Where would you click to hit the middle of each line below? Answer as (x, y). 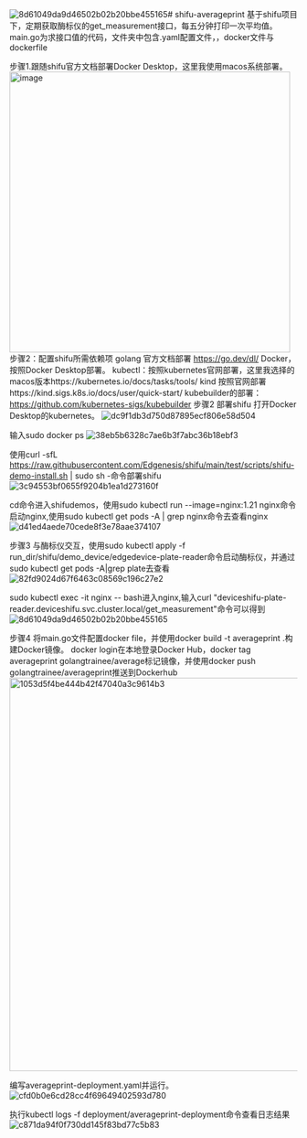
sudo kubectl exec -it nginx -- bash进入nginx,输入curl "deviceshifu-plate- (148, 597)
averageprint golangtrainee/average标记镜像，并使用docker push (132, 661)
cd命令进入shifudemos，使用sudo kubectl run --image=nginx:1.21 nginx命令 (153, 505)
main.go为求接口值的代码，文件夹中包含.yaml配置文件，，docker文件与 (142, 37)
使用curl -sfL (34, 455)
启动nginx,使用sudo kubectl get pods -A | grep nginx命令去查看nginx (139, 516)
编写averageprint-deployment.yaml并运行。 (91, 1085)
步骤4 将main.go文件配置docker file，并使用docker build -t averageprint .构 (151, 638)
